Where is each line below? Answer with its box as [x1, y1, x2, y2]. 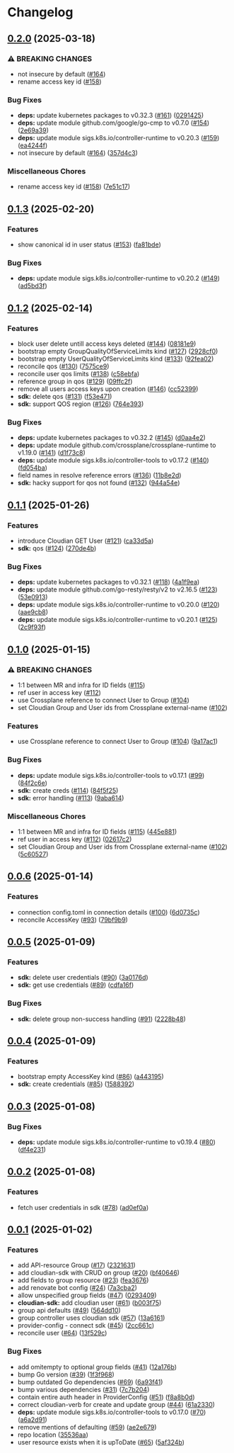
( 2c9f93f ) [17, 623, 46, 631]
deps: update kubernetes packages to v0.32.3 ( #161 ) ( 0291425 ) [17, 111, 204, 120]
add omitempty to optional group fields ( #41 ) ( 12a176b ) [17, 1362, 177, 1371]
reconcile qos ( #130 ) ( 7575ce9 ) [17, 362, 110, 371]
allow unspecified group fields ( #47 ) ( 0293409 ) [17, 1291, 157, 1300]
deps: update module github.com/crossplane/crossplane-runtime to [17, 441, 216, 450]
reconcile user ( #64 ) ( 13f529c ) [17, 1329, 107, 1338]
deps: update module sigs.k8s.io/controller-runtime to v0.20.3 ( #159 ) [17, 134, 220, 142]
